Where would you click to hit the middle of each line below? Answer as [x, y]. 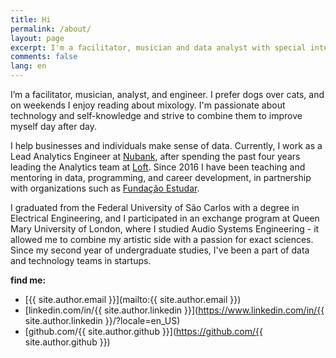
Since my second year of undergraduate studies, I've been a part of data [160, 250]
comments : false [44, 57]
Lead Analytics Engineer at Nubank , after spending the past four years [155, 156]
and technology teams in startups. [81, 260]
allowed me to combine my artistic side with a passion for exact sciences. [162, 239]
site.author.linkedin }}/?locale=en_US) [102, 320]
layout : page [37, 38]
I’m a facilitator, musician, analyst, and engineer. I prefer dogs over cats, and [167, 94]
